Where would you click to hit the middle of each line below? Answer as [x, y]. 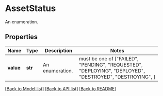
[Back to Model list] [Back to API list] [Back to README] [61, 89]
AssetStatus [31, 8]
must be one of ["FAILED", [109, 58]
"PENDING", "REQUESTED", [111, 65]
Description [58, 50]
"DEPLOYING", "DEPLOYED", [112, 70]
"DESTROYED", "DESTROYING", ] [117, 77]
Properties [21, 37]
